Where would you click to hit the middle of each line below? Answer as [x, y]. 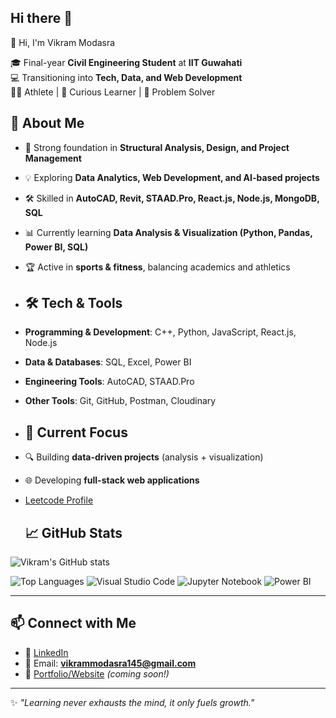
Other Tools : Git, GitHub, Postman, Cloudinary [120, 401]
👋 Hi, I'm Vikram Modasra [63, 42]
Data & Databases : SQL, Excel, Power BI [108, 362]
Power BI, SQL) [56, 247]
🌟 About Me [47, 123]
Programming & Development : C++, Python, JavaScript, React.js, [160, 332]
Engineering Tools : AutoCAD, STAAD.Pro [109, 382]
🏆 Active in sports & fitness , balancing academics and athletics [157, 267]
